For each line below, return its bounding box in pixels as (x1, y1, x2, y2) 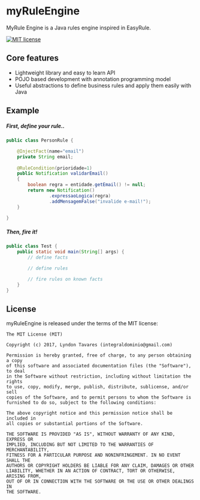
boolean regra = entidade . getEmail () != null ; (28, 182, 146, 188)
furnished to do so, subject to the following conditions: (6, 400, 157, 406)
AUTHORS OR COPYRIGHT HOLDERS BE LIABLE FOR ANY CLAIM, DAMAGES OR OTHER (6, 463, 195, 469)
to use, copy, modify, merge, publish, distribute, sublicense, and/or (6, 384, 189, 390)
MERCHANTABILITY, (6, 447, 50, 453)
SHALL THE (6, 457, 31, 463)
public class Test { (6, 243, 58, 250)
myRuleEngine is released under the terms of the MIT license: (6, 320, 159, 327)
